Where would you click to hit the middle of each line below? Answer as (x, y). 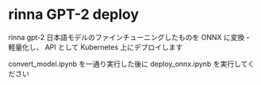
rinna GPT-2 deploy (74, 15)
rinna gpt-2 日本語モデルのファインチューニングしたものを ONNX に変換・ (130, 37)
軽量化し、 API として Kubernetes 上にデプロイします (96, 47)
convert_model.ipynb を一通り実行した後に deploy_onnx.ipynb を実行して (128, 64)
